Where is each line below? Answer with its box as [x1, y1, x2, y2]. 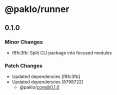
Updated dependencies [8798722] [11, 79, 83, 85]
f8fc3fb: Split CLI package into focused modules [11, 49, 112, 55]
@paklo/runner [4, 3, 69, 15]
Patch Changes [4, 62, 43, 69]
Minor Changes [4, 38, 43, 45]
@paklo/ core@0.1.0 [19, 84, 59, 90]
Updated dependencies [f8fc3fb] [11, 73, 80, 79]
